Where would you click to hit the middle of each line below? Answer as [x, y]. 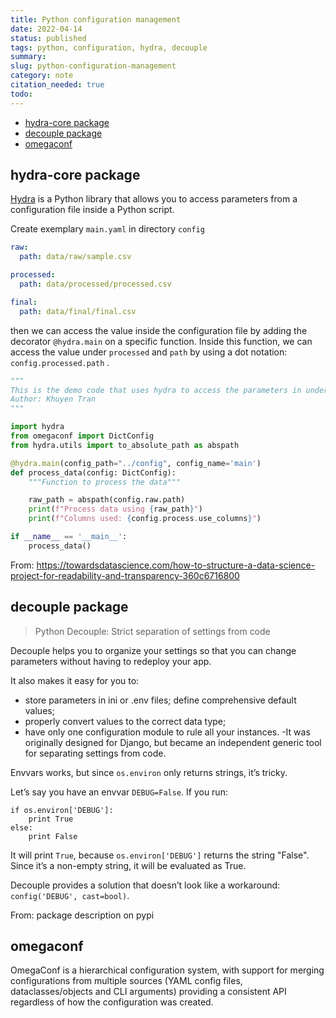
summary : [28, 57]
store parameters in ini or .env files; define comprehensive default [160, 700]
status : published [48, 38]
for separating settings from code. [95, 753]
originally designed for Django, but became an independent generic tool [173, 742]
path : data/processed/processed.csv [95, 284]
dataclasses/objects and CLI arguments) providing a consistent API [148, 992]
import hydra [37, 427]
